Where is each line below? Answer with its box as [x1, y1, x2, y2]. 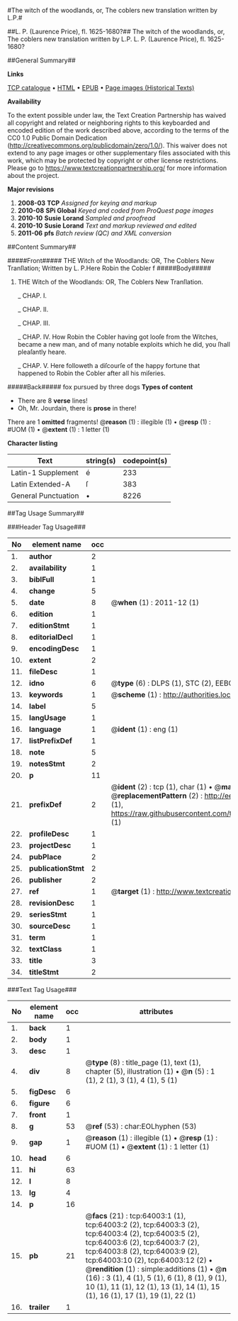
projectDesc [29, 840, 72, 850]
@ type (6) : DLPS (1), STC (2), [110, 679, 214, 688]
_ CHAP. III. [17, 319, 51, 327]
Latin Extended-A [11, 479, 71, 489]
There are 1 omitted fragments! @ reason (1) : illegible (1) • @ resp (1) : [7, 418, 211, 426]
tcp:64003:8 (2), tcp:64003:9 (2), [85, 1247, 200, 1256]
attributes [139, 1007, 174, 1016]
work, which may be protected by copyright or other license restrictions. [7, 156, 218, 165]
